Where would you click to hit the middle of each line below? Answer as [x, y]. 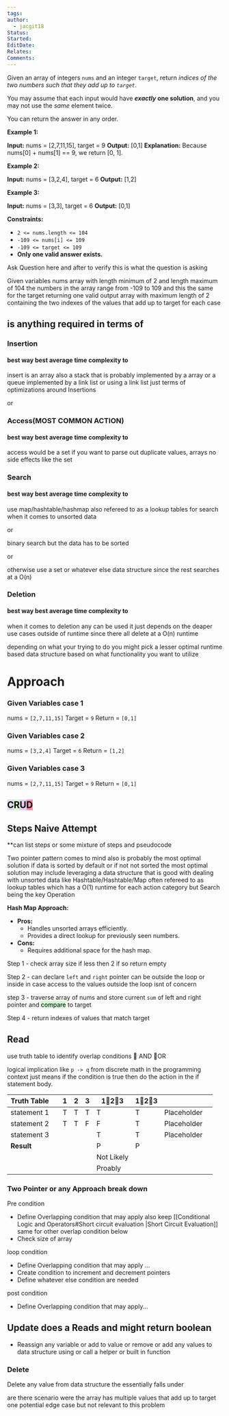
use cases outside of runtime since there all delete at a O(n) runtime [103, 633]
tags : [15, 13]
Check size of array [45, 1239]
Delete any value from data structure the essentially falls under [96, 1384]
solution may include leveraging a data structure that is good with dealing [110, 872]
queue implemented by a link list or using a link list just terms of [96, 383]
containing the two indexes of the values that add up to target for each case [114, 302]
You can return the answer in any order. [63, 119]
